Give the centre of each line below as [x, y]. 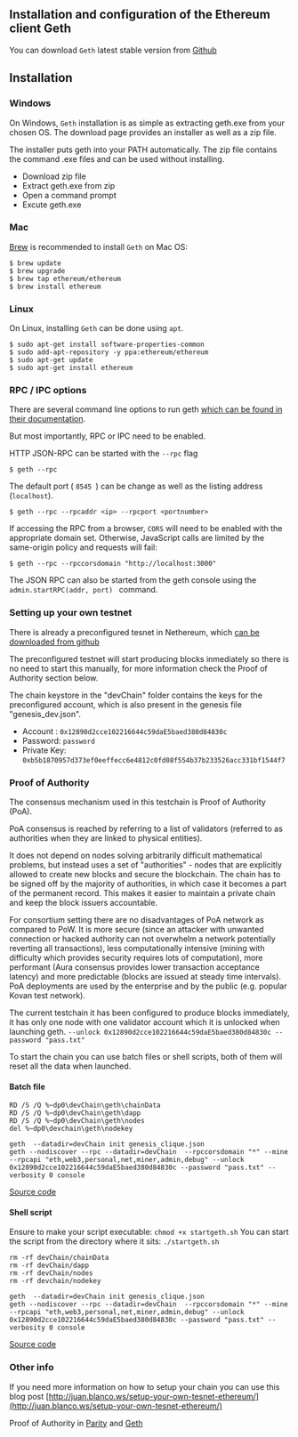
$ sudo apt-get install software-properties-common [107, 345]
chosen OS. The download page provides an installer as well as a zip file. [143, 132]
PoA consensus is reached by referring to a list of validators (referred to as [146, 828]
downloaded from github [54, 642]
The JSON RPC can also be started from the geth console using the [133, 580]
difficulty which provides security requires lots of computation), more [137, 957]
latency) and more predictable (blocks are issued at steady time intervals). [145, 976]
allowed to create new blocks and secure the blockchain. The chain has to [145, 874]
